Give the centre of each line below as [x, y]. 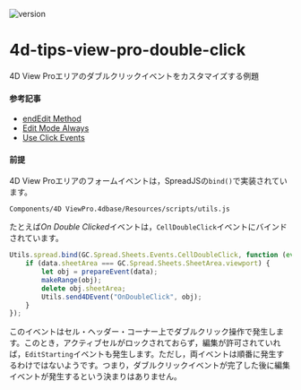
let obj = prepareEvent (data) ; [100, 272]
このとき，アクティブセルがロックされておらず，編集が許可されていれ [152, 343]
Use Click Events [53, 138]
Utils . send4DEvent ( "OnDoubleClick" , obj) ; [122, 297]
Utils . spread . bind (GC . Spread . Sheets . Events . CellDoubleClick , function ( [148, 256]
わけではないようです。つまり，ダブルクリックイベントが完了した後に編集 [154, 365]
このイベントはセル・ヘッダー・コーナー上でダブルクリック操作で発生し [142, 332]
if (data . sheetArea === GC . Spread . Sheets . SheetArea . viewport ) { [148, 264]
